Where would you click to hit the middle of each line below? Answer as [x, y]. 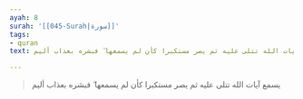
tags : [20, 34]
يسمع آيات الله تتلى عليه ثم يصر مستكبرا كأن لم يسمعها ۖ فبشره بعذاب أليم [156, 85]
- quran [24, 43]
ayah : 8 [24, 18]
